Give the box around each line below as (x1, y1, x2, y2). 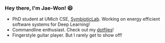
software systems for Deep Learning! (12, 21, 90, 27)
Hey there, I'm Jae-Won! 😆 (5, 5, 73, 12)
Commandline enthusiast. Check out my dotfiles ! (12, 27, 114, 33)
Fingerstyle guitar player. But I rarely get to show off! (12, 32, 122, 38)
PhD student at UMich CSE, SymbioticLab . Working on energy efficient (12, 16, 160, 22)
